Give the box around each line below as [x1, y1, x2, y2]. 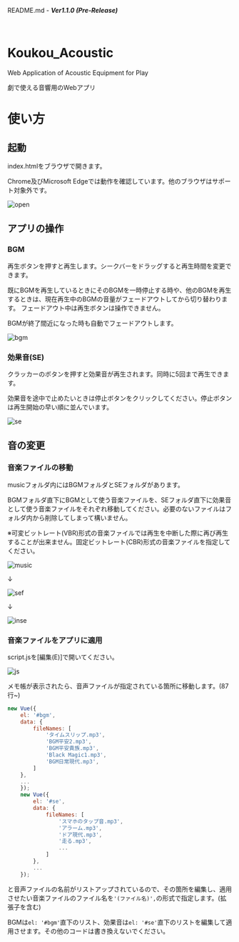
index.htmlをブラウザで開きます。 [7, 161, 106, 170]
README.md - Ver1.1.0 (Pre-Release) [7, 6, 118, 14]
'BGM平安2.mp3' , [45, 738, 92, 746]
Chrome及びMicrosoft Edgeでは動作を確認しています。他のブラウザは [7, 176, 213, 185]
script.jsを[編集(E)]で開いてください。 [7, 653, 119, 661]
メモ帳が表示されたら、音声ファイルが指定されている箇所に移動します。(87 [7, 681, 229, 690]
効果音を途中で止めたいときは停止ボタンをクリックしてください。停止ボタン [7, 394, 233, 402]
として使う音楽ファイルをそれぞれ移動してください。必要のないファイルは [7, 504, 226, 513]
